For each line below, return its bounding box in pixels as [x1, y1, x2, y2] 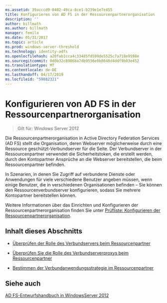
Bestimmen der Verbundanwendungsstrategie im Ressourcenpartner [12, 265, 154, 271]
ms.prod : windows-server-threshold [5, 44, 79, 49]
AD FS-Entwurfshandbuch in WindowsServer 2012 [5, 293, 109, 299]
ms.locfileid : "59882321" [5, 77, 59, 82]
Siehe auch [5, 279, 41, 288]
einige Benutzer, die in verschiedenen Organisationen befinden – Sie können [5, 181, 162, 187]
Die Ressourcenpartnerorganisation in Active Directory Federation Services [5, 135, 160, 141]
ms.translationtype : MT [5, 63, 55, 68]
